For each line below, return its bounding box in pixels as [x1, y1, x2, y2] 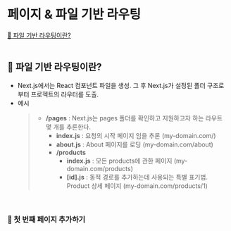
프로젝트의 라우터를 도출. [30, 89, 99, 99]
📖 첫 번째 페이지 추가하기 [7, 214, 86, 224]
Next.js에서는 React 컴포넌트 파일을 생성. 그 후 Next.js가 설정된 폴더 [17, 81, 206, 89]
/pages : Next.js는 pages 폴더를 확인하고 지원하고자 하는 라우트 [45, 113, 223, 122]
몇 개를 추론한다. [45, 123, 92, 131]
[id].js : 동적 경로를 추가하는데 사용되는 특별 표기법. [66, 173, 208, 181]
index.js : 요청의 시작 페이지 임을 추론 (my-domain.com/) [56, 131, 216, 139]
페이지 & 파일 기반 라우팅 [7, 6, 141, 23]
